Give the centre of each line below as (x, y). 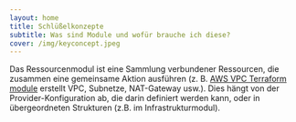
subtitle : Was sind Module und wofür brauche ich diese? (120, 35)
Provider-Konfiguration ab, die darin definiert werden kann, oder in (135, 98)
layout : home (34, 18)
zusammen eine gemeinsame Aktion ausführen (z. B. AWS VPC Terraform (148, 79)
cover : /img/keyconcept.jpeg (65, 43)
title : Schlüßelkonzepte (57, 26)
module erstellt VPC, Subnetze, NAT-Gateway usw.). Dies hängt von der (145, 88)
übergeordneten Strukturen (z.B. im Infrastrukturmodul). (115, 108)
